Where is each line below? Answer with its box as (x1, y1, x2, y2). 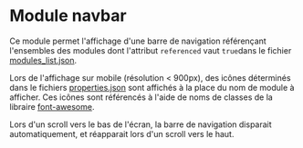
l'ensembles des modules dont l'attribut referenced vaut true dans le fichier (9, 44, 292, 55)
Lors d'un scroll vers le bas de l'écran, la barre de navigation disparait (9, 119, 272, 130)
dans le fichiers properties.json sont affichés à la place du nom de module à (9, 82, 295, 93)
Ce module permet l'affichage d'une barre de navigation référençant (9, 35, 266, 46)
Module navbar (9, 5, 127, 26)
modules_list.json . (9, 54, 78, 65)
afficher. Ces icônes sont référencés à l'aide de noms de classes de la (9, 92, 274, 103)
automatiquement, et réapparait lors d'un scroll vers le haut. (9, 128, 235, 139)
